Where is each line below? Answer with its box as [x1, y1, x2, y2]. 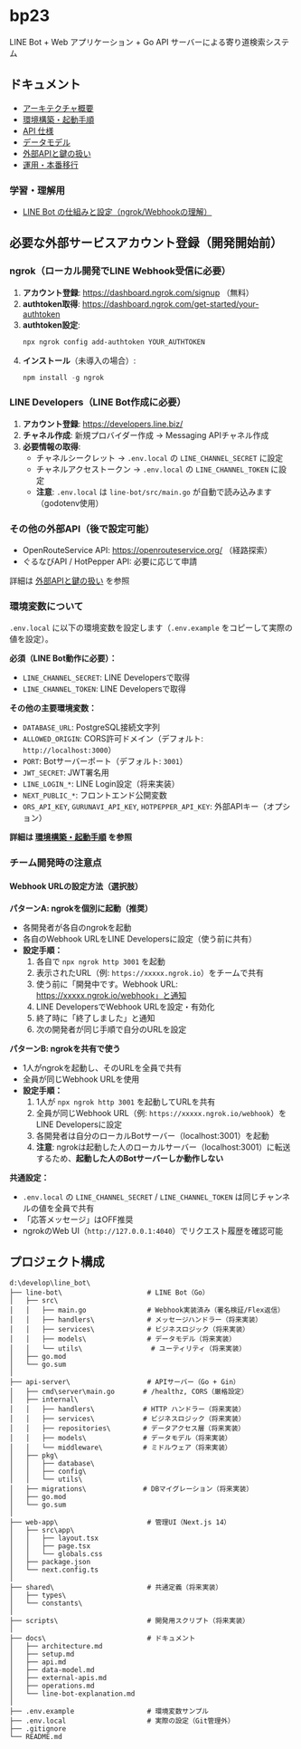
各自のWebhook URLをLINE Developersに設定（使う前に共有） [22, 933, 258, 944]
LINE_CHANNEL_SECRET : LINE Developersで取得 [22, 672, 191, 683]
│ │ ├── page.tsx [9, 1542, 91, 1551]
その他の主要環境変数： [9, 702, 97, 713]
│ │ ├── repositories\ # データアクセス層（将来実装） [9, 1424, 246, 1433]
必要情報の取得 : [22, 441, 81, 452]
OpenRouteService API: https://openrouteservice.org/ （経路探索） [22, 545, 273, 556]
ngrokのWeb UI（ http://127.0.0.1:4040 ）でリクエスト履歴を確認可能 [22, 1225, 284, 1236]
